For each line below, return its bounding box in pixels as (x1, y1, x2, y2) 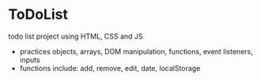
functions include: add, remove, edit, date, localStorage (19, 63, 201, 72)
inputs (19, 55, 41, 64)
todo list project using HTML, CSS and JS (8, 31, 144, 41)
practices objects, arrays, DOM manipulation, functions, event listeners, (19, 46, 253, 56)
